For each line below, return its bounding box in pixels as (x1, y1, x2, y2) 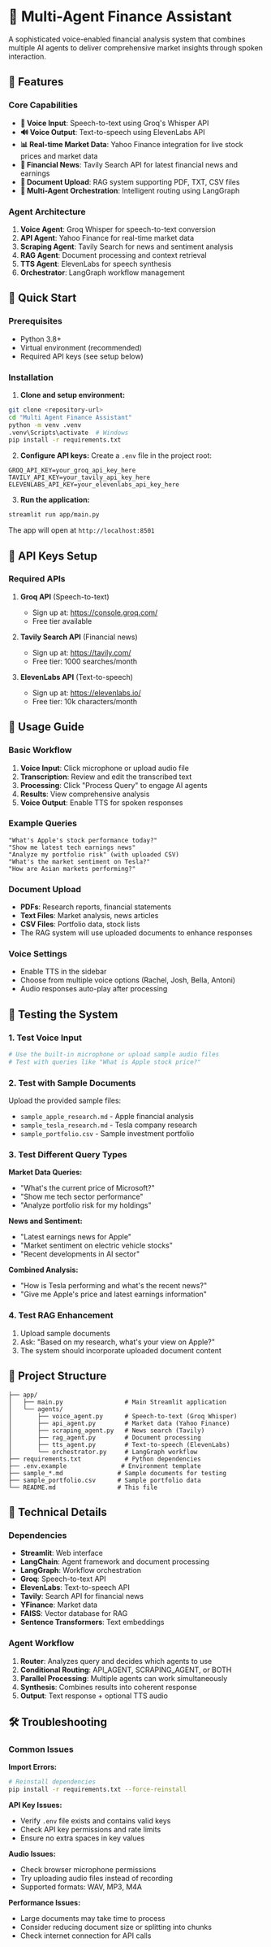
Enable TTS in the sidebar (19, 967, 107, 977)
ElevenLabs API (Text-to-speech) (19, 672, 134, 682)
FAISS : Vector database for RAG (19, 1609, 128, 1618)
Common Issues (8, 1744, 75, 1755)
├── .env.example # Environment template (8, 1461, 201, 1470)
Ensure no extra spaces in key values (19, 1833, 145, 1843)
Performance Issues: (8, 1897, 81, 1907)
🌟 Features (8, 75, 64, 89)
